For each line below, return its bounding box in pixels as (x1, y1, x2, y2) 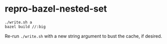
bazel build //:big (5, 24, 46, 29)
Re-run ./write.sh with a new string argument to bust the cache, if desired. (5, 33, 162, 39)
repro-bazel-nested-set (5, 3, 107, 15)
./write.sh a (5, 20, 32, 25)
